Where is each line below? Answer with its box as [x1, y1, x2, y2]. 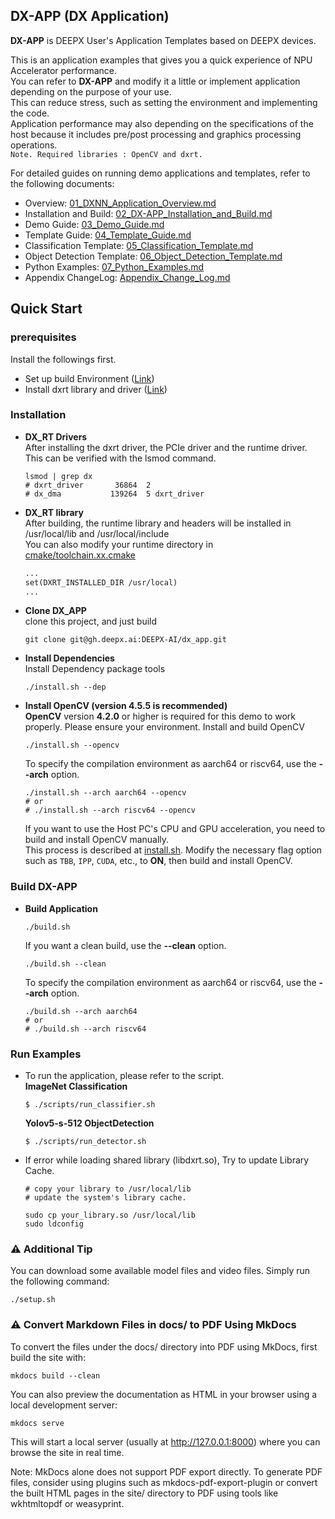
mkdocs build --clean [10, 1370, 101, 1381]
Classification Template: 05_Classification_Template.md [24, 239, 254, 251]
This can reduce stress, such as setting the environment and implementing [10, 96, 318, 108]
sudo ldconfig [24, 1219, 84, 1229]
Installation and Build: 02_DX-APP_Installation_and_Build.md [24, 207, 273, 219]
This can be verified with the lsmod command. [24, 452, 217, 464]
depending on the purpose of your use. [10, 85, 172, 98]
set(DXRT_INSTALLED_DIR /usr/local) [24, 577, 178, 588]
